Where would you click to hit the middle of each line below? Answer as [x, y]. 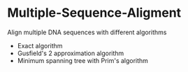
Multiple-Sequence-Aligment [94, 13]
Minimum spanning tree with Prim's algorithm [83, 60]
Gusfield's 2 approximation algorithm [71, 53]
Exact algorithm [40, 45]
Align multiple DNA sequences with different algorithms [87, 32]
